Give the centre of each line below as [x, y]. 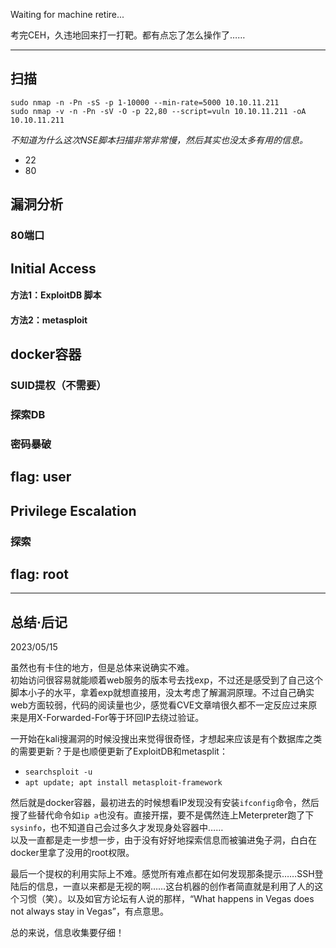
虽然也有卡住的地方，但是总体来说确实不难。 [102, 668]
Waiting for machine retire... [67, 14]
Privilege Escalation [73, 510]
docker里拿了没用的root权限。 [72, 853]
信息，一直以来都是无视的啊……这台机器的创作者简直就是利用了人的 [175, 886]
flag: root [39, 574]
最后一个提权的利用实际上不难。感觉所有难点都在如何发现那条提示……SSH [162, 874]
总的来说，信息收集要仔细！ [67, 933]
